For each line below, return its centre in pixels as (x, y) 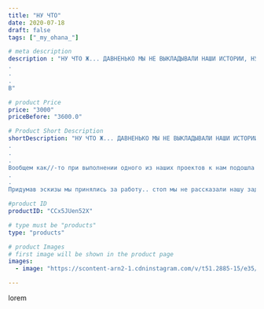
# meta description (40, 52)
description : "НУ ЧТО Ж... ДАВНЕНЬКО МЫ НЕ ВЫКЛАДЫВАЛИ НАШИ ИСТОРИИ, (128, 59)
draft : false (29, 30)
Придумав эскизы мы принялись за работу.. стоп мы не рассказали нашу (126, 189)
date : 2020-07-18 (37, 23)
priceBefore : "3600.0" (45, 117)
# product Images (37, 247)
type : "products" (37, 233)
